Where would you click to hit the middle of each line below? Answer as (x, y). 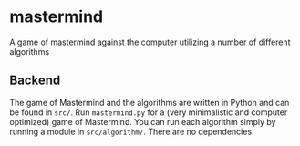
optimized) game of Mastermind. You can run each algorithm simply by (143, 121)
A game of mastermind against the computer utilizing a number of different (150, 42)
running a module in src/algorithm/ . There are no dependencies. (132, 131)
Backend (35, 81)
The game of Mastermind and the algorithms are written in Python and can (150, 102)
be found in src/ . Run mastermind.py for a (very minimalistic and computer (149, 112)
